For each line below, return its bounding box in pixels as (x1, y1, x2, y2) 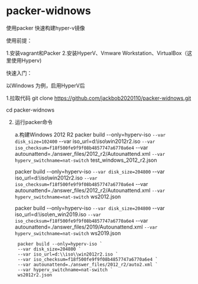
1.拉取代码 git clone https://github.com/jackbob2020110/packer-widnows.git (6, 94, 191, 102)
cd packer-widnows (6, 106, 55, 113)
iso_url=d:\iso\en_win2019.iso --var (14, 211, 102, 218)
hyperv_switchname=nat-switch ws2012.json (14, 193, 121, 200)
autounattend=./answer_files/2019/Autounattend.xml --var (14, 223, 158, 230)
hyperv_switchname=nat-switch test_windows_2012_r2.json (14, 156, 157, 164)
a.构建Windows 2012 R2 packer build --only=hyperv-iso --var (14, 131, 166, 138)
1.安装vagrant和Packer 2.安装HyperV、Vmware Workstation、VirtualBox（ (6, 49, 187, 57)
